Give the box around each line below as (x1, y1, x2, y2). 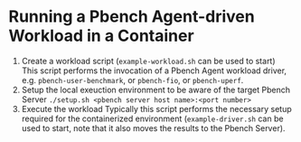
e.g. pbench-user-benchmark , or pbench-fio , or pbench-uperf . (21, 74, 244, 85)
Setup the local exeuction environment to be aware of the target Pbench (21, 84, 291, 95)
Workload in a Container (8, 25, 195, 46)
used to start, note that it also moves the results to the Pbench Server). (21, 122, 286, 133)
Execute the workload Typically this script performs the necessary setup (21, 103, 292, 114)
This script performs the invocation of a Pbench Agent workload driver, (21, 65, 287, 76)
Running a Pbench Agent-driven (8, 6, 255, 27)
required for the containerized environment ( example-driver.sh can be (21, 113, 284, 124)
